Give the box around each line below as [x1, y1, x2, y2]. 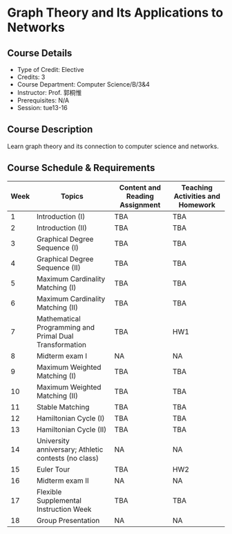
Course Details [7, 47, 72, 59]
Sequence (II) [37, 262, 81, 272]
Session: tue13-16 [17, 104, 68, 112]
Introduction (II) [37, 223, 88, 233]
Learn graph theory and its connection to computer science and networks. [7, 142, 219, 150]
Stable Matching [37, 402, 90, 411]
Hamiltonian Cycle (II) [37, 425, 107, 434]
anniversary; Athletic [37, 445, 104, 454]
